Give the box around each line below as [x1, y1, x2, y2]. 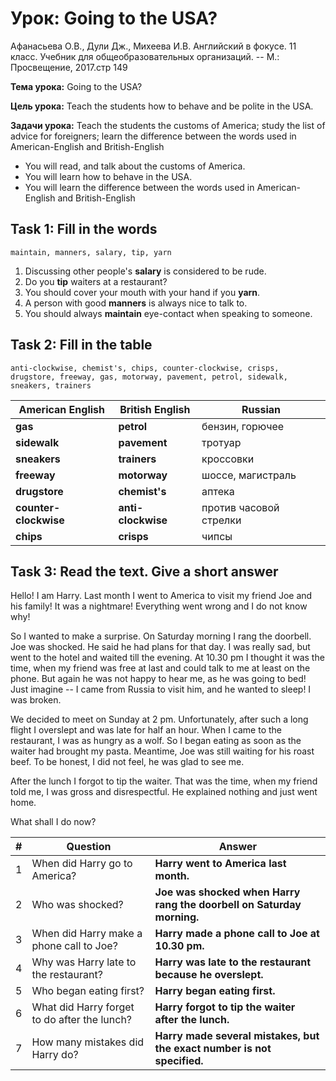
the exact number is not [154, 1042, 272, 1056]
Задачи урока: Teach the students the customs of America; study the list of [10, 119, 326, 131]
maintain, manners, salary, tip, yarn [10, 247, 172, 257]
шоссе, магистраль [201, 468, 297, 482]
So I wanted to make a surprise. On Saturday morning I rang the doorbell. [10, 630, 312, 642]
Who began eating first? [31, 984, 145, 998]
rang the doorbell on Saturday [154, 898, 302, 912]
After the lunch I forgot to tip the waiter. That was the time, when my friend [10, 775, 318, 787]
